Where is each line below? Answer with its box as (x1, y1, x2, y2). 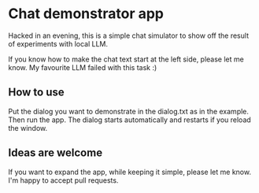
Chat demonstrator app (8, 5, 164, 23)
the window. (8, 123, 48, 132)
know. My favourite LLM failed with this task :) (8, 62, 157, 72)
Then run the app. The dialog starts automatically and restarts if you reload (8, 115, 252, 124)
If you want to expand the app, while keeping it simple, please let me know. (8, 167, 252, 176)
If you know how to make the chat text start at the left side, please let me (8, 54, 244, 64)
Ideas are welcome (8, 147, 103, 160)
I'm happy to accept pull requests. (8, 175, 119, 185)
